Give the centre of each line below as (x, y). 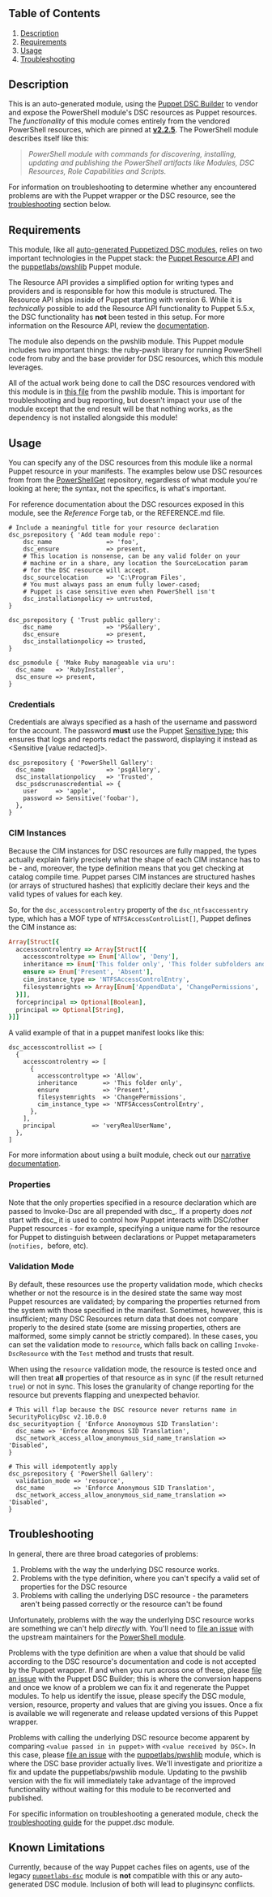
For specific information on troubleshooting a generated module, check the (134, 1813)
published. (26, 1798)
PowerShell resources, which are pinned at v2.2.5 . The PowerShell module (134, 130)
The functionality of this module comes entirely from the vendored (119, 121)
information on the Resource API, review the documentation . (109, 326)
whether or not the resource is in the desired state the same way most (125, 1293)
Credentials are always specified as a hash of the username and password (133, 722)
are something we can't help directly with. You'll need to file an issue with (131, 1628)
